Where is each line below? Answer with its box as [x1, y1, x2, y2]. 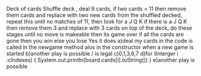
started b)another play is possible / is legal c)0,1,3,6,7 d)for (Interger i [6, 50, 179, 57]
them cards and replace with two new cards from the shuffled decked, [6, 11, 182, 19]
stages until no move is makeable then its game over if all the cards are [6, 31, 184, 38]
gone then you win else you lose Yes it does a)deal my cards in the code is [6, 37, 193, 44]
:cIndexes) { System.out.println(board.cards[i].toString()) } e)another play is [6, 57, 196, 63]
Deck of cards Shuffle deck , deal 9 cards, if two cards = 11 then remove [6, 5, 187, 12]
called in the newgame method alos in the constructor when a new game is [6, 43, 194, 51]
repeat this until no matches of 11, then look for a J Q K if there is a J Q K [6, 18, 187, 25]
